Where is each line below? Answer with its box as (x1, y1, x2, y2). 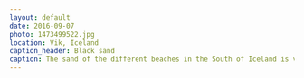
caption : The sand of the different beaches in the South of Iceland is (9, 55, 290, 64)
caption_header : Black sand (9, 47, 116, 56)
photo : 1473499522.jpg (9, 30, 95, 39)
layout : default (9, 13, 71, 22)
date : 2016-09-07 (9, 22, 75, 30)
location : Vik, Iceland (9, 38, 100, 48)
